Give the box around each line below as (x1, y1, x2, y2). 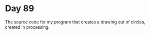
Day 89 (5, 3, 34, 14)
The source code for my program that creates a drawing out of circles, (5, 19, 146, 25)
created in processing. (5, 24, 50, 30)
